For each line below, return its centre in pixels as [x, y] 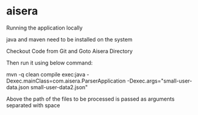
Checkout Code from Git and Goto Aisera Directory [69, 51]
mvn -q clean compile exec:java [46, 74]
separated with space [33, 105]
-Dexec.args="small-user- [159, 81]
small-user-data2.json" [59, 87]
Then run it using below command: [49, 63]
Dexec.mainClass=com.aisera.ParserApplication [66, 81]
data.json [18, 87]
